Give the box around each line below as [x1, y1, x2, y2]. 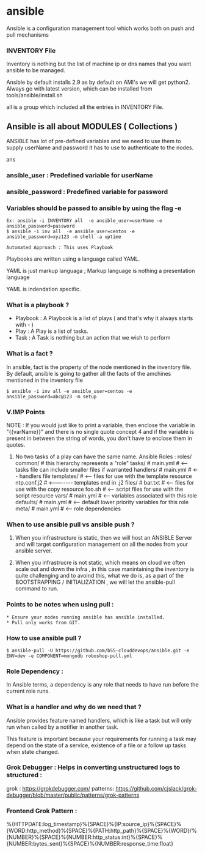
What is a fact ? [6, 349, 53, 358]
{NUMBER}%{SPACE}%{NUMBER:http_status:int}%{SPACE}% [6, 833, 163, 841]
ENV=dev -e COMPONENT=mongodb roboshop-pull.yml [6, 653, 132, 659]
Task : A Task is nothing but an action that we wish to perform [15, 334, 171, 341]
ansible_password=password [6, 223, 75, 229]
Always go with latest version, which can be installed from [6, 85, 153, 92]
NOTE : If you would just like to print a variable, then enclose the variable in [6, 422, 195, 429]
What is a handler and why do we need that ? [6, 702, 142, 711]
